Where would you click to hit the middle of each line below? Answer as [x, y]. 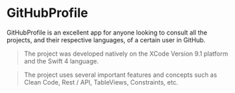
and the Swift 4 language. [61, 61]
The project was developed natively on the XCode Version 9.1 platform [126, 54]
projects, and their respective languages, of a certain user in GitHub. [106, 39]
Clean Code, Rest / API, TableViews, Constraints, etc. [101, 82]
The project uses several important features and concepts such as [120, 75]
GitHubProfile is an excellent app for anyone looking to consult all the [107, 32]
